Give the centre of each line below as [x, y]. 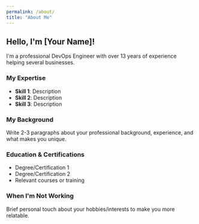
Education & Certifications [46, 154]
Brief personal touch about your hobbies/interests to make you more [91, 209]
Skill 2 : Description [38, 97]
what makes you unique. [37, 139]
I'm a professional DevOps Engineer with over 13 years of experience [91, 56]
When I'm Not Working [40, 196]
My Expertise [26, 78]
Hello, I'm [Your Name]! [51, 42]
